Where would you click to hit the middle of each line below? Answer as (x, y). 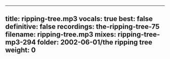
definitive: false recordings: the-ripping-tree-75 (82, 27)
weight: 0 (20, 50)
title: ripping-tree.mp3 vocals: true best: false (79, 19)
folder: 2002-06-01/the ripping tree (95, 42)
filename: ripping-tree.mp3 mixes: (61, 35)
